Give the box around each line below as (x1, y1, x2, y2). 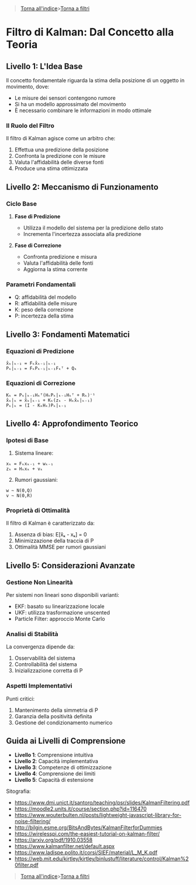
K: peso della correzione (14, 306, 74, 313)
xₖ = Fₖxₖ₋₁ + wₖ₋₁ (6, 461, 54, 467)
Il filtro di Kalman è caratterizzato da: (6, 519, 95, 527)
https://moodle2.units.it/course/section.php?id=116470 (14, 805, 147, 812)
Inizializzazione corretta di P (14, 667, 83, 674)
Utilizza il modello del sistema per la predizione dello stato (23, 224, 164, 231)
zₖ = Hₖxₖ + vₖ (6, 466, 43, 472)
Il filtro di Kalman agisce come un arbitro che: (6, 135, 116, 142)
